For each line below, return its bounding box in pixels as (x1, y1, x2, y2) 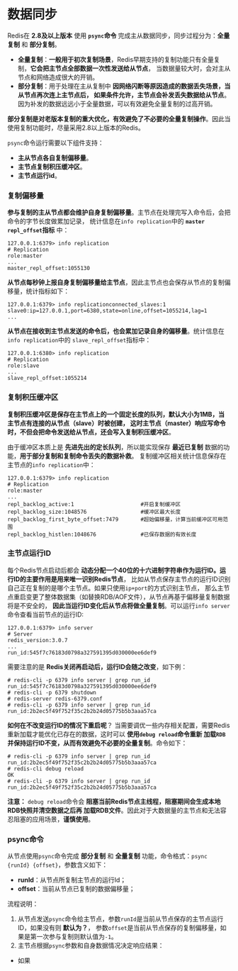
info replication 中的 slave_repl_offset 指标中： (7, 336, 152, 344)
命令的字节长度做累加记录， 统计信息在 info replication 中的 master (7, 217, 205, 225)
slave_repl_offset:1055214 (7, 375, 87, 382)
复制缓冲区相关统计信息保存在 (139, 451, 227, 460)
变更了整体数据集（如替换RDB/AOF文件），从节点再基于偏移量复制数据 (25, 593, 230, 601)
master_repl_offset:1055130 (7, 265, 91, 272)
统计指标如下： (25, 287, 69, 296)
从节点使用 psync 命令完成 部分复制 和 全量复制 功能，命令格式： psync (7, 852, 208, 860)
